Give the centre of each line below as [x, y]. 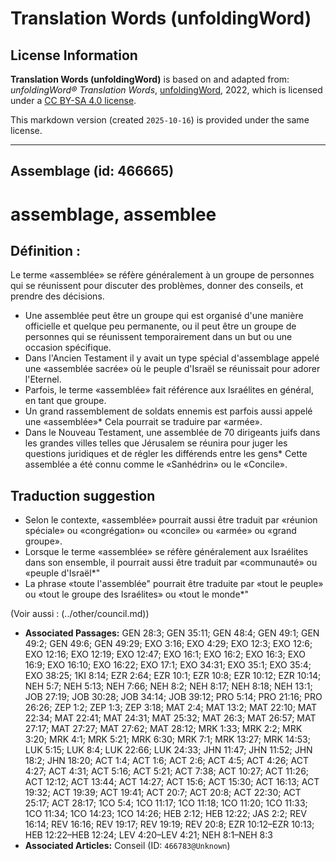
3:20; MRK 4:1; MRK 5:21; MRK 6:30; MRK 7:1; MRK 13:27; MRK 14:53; [167, 739]
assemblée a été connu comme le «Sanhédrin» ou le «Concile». [156, 464]
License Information [74, 55]
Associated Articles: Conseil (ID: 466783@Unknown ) [127, 846]
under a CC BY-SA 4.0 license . [73, 100]
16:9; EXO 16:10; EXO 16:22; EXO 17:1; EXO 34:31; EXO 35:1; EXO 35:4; [168, 665]
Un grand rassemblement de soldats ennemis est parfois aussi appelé [168, 411]
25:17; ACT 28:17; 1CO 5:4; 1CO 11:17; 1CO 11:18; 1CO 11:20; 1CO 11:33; [166, 803]
